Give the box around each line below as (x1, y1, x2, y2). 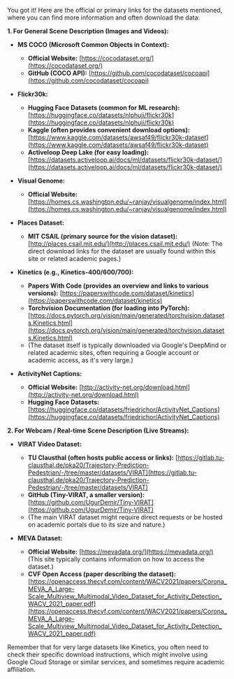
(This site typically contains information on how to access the (27, 555, 205, 563)
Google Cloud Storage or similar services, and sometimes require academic (7, 658, 225, 666)
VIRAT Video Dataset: (17, 440, 82, 448)
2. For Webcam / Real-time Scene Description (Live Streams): (7, 426, 189, 435)
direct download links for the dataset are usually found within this (27, 247, 217, 255)
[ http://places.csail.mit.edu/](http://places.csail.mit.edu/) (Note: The (27, 239, 223, 248)
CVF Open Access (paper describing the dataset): (27, 570, 177, 578)
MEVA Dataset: (17, 534, 63, 542)
